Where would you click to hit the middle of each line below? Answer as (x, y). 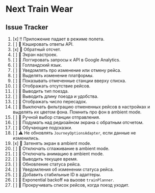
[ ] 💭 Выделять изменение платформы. (53, 75)
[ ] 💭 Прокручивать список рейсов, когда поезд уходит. (71, 185)
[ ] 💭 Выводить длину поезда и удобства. (55, 96)
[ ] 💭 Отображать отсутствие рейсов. (52, 86)
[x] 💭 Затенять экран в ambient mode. (52, 143)
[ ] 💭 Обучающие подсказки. (42, 128)
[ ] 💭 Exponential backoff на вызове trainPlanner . (63, 180)
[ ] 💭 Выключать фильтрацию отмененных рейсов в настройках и (81, 107)
